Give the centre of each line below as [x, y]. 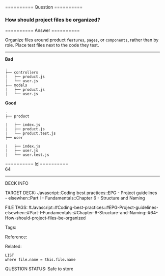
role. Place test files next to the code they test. [52, 45]
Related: [14, 247]
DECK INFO [17, 183]
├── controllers [22, 73]
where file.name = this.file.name [41, 260]
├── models [16, 85]
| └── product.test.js [30, 134]
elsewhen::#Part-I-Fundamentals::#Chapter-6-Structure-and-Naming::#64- [82, 213]
